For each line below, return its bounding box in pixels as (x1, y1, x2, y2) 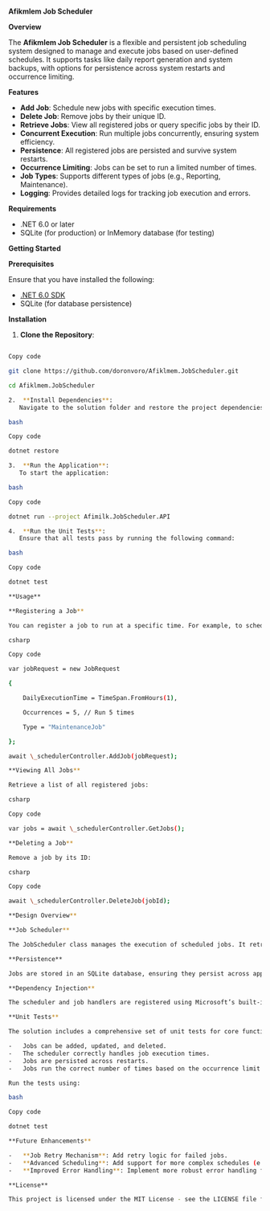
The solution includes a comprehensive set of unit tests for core (8, 1028, 239, 1036)
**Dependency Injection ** (8, 984, 95, 992)
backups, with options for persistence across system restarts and (8, 63, 226, 73)
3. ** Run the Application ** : (8, 461, 110, 470)
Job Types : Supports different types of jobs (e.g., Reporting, (19, 171, 221, 181)
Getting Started (8, 243, 62, 253)
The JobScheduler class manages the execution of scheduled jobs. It (8, 940, 247, 948)
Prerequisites (8, 260, 55, 269)
